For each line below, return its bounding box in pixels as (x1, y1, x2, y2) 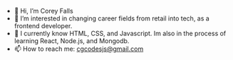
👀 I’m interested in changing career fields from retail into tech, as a (14, 14, 210, 23)
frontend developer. (14, 22, 73, 30)
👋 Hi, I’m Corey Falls (14, 7, 73, 15)
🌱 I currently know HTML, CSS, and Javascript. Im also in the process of (14, 29, 227, 37)
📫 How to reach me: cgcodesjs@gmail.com (14, 44, 144, 53)
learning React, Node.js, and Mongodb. (14, 37, 130, 45)
